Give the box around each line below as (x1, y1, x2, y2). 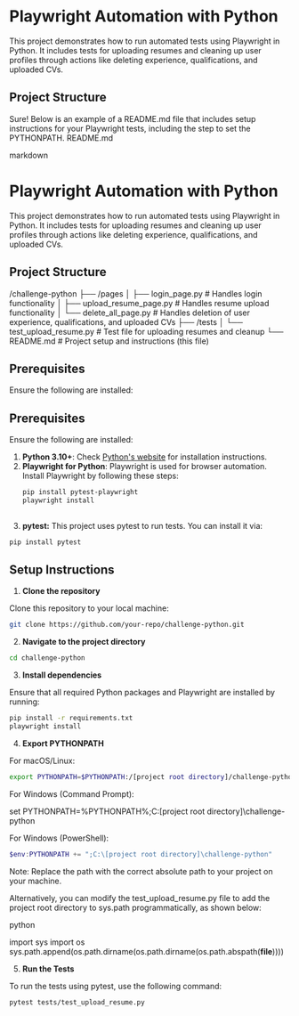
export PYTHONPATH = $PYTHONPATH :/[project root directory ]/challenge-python (9, 772, 296, 781)
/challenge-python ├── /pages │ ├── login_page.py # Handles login (9, 288, 263, 299)
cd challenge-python (9, 654, 86, 662)
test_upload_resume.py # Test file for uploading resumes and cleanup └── (9, 326, 284, 337)
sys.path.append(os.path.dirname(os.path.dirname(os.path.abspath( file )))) (9, 946, 285, 956)
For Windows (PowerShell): (9, 833, 109, 843)
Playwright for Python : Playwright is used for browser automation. (21, 461, 267, 472)
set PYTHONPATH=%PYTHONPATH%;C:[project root (9, 806, 206, 817)
